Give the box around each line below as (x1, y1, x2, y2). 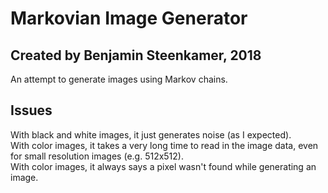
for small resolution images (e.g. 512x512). (10, 150, 184, 162)
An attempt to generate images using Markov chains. (10, 73, 228, 85)
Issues (10, 102, 53, 119)
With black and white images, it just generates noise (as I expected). (10, 128, 292, 141)
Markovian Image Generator (10, 7, 248, 30)
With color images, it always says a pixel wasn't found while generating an (10, 160, 317, 172)
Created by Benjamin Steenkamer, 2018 (10, 47, 262, 64)
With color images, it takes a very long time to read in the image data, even (10, 139, 319, 151)
